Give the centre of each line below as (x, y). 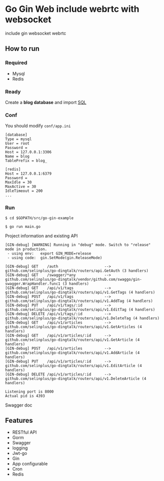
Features (19, 420)
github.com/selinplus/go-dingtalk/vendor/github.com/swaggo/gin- (73, 279)
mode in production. (26, 249)
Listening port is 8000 (30, 391)
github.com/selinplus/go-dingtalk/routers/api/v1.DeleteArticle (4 (76, 378)
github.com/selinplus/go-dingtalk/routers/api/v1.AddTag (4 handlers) (79, 301)
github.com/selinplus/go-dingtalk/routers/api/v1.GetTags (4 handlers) (80, 292)
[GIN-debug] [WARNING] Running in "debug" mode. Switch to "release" (78, 245)
